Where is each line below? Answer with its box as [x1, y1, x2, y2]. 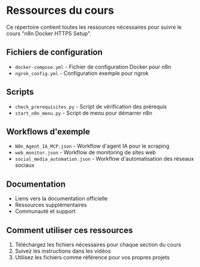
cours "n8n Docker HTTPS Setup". [6, 29, 92, 37]
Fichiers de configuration [6, 47, 103, 58]
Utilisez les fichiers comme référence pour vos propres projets [14, 254, 170, 261]
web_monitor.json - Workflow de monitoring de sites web [14, 149, 156, 156]
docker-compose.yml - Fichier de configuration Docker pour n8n [14, 63, 172, 70]
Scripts [6, 87, 34, 97]
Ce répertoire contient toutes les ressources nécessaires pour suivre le [6, 23, 182, 31]
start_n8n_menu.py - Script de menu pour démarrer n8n [14, 109, 153, 116]
